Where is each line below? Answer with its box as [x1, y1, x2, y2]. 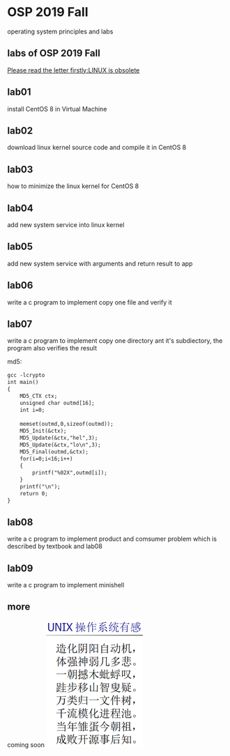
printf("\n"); [20, 484, 61, 491]
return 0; [20, 491, 49, 497]
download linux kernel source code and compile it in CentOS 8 [7, 144, 187, 152]
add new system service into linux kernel [7, 221, 125, 229]
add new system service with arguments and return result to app [7, 259, 193, 268]
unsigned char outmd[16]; [20, 400, 95, 407]
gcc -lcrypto [7, 372, 45, 379]
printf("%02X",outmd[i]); [32, 470, 108, 477]
